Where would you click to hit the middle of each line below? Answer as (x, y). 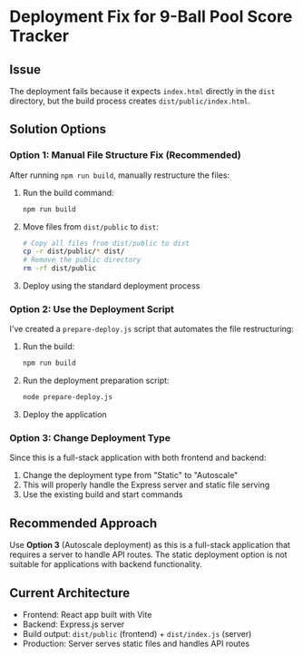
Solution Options (58, 129)
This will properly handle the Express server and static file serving (146, 485)
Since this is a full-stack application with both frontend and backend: (138, 458)
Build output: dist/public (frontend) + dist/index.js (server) (137, 634)
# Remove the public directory (82, 260)
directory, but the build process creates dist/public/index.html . (130, 101)
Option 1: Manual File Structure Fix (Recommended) (126, 155)
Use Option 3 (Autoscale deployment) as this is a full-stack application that (150, 545)
